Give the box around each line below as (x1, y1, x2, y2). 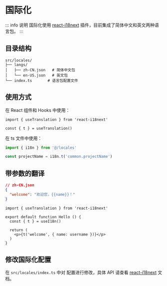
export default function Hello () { (5, 214, 81, 220)
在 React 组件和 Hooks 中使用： (5, 107, 70, 113)
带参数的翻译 (5, 169, 45, 178)
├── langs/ (5, 62, 28, 67)
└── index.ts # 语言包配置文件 (5, 78, 78, 83)
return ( (9, 228, 28, 233)
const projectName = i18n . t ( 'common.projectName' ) (5, 154, 113, 159)
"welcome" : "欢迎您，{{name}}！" (9, 192, 76, 197)
